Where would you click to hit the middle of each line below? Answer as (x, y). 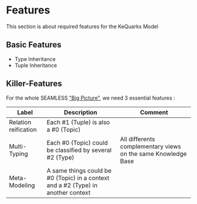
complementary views (150, 146)
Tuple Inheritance (36, 65)
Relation (20, 122)
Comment (154, 112)
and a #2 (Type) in (72, 185)
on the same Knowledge (153, 154)
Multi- (18, 146)
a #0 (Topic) (64, 130)
